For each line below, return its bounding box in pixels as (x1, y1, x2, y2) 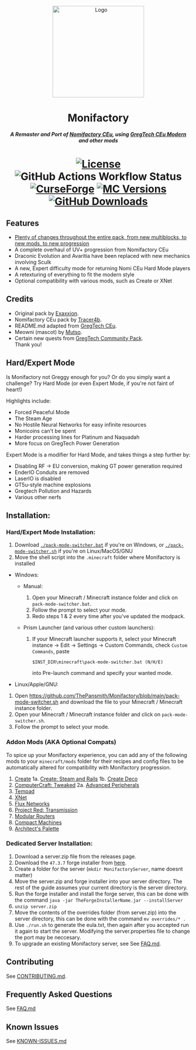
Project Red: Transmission (14, 806, 78, 813)
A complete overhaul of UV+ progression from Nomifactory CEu (14, 246, 169, 253)
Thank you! (14, 340, 42, 348)
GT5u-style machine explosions (14, 481, 91, 488)
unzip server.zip (14, 904, 57, 909)
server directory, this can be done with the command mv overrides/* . (14, 915, 186, 922)
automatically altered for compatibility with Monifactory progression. (6, 763, 171, 771)
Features (6, 218, 39, 228)
